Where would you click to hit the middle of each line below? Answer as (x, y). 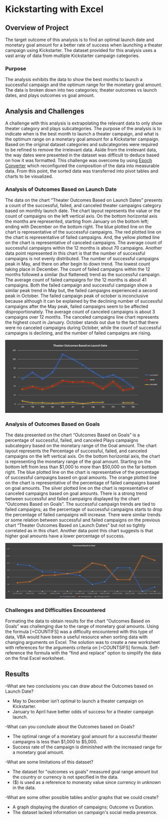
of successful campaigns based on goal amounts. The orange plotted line (81, 478)
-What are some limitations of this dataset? (49, 762)
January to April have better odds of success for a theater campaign (83, 712)
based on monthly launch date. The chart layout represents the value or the (83, 211)
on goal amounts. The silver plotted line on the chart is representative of (79, 488)
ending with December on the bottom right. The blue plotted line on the (78, 227)
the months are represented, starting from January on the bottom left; (77, 222)
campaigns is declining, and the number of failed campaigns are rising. (78, 333)
